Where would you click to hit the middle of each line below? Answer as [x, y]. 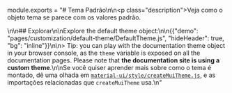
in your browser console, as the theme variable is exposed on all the [104, 53]
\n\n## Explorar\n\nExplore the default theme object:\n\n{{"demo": [103, 31]
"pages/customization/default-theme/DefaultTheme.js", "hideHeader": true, [116, 38]
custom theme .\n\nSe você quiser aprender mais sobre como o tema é [109, 68]
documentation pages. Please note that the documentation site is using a [114, 60]
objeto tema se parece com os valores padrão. [74, 17]
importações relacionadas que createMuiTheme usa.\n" [85, 82]
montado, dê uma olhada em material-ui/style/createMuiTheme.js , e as [111, 75]
